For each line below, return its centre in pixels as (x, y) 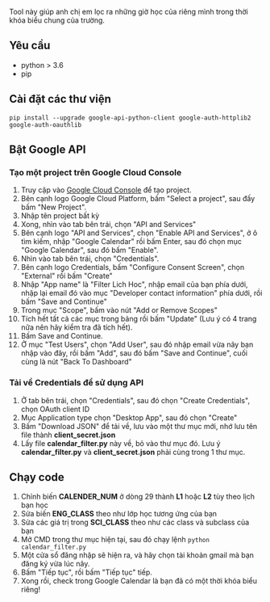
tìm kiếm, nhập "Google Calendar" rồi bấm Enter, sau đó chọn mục (131, 242)
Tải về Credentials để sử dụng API (77, 383)
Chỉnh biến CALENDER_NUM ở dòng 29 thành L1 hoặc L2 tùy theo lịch (137, 497)
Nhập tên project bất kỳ (60, 216)
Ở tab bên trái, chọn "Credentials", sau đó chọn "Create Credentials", (135, 400)
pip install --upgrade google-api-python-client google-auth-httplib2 (130, 118)
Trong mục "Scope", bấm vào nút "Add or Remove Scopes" (119, 310)
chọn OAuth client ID (55, 409)
